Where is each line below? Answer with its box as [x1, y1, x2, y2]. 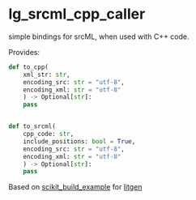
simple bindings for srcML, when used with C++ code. [8, 32, 190, 41]
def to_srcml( [8, 122, 57, 130]
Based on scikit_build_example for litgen [8, 182, 143, 192]
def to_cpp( [8, 62, 49, 71]
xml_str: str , [23, 70, 70, 79]
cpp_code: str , [23, 130, 75, 138]
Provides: [8, 47, 40, 57]
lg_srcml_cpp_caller [8, 5, 146, 23]
